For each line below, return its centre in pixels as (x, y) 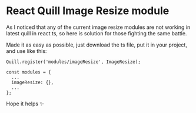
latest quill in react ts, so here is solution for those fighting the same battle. (97, 33)
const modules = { (29, 72)
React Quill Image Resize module (88, 11)
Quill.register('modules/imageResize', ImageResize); (74, 62)
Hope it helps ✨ (25, 104)
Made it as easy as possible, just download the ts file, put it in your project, (97, 45)
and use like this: (26, 51)
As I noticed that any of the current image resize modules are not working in (98, 27)
